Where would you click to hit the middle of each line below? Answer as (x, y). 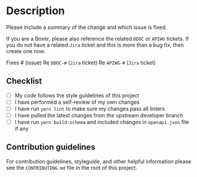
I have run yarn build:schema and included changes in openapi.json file (102, 122)
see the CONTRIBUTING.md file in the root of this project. (72, 168)
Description (35, 11)
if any (22, 129)
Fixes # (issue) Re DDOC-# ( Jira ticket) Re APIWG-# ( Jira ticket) (81, 63)
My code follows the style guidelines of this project (77, 95)
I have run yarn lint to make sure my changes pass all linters (90, 109)
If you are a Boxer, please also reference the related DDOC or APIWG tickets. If (98, 38)
